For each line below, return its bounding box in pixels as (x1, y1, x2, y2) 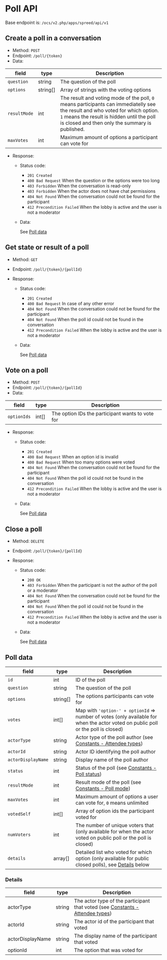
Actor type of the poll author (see (75, 734, 153, 741)
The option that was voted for (74, 947, 143, 954)
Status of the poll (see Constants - (75, 765, 157, 771)
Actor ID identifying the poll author (75, 748, 156, 755)
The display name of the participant (74, 933, 158, 940)
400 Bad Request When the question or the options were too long (27, 177, 160, 183)
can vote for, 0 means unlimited (75, 800, 149, 806)
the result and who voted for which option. (60, 107, 159, 114)
